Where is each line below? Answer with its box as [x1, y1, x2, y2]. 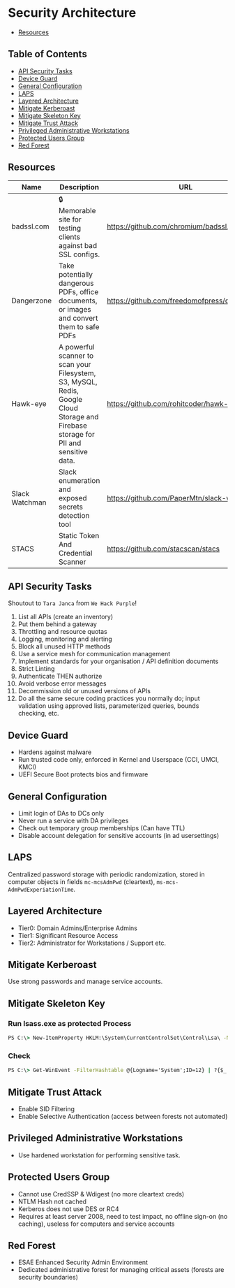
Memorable [59, 205, 96, 215]
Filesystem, [59, 368, 96, 378]
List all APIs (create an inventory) [17, 613, 114, 621]
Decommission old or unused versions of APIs [17, 687, 151, 695]
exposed [59, 493, 87, 502]
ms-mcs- [156, 878, 179, 885]
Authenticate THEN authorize [17, 672, 103, 681]
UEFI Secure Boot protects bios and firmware [17, 770, 149, 779]
